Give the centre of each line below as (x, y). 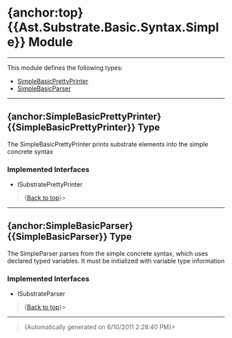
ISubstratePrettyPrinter (50, 185)
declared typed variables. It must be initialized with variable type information (116, 261)
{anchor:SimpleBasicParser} (70, 226)
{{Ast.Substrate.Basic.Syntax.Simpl (113, 27)
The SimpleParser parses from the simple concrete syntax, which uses (108, 253)
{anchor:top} (46, 13)
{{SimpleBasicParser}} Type (70, 237)
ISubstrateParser (41, 294)
